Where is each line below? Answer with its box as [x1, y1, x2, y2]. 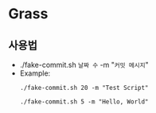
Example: [19, 68, 51, 78]
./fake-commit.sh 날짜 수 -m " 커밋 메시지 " [19, 60, 149, 69]
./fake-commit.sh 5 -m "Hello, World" [19, 98, 149, 106]
